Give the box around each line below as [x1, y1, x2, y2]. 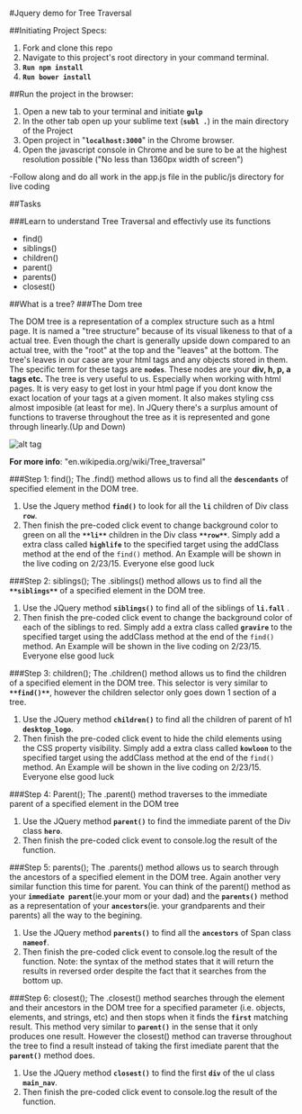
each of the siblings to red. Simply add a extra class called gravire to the [22, 621, 293, 632]
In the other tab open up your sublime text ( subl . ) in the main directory [22, 116, 289, 126]
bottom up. [22, 975, 64, 985]
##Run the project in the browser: [9, 89, 134, 99]
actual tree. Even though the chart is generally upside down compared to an [9, 335, 290, 346]
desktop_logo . [22, 724, 74, 734]
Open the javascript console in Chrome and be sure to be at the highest [22, 144, 288, 155]
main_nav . [22, 1077, 58, 1088]
